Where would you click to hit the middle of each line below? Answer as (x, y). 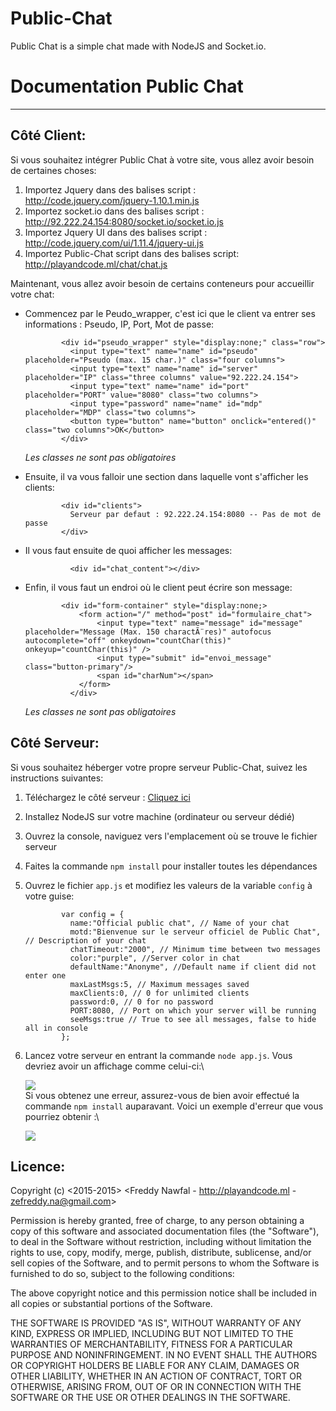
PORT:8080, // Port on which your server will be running (193, 1010)
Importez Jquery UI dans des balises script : (116, 232)
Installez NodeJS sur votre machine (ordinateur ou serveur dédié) (159, 816)
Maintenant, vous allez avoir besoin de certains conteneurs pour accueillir (162, 283)
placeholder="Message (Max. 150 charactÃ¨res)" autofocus (148, 632)
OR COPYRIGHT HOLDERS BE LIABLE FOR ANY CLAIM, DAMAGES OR (155, 1366)
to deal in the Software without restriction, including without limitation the (161, 1242)
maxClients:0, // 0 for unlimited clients (159, 993)
